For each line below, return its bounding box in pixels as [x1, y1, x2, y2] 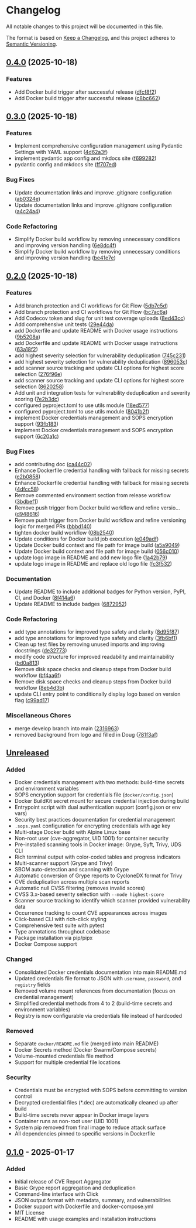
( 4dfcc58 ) [14, 485, 39, 492]
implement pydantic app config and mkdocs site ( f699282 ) [14, 155, 157, 162]
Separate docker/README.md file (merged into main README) [14, 1040, 159, 1047]
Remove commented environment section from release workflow [14, 491, 171, 498]
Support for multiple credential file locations [14, 1059, 121, 1066]
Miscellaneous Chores [6, 712, 71, 720]
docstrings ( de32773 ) [14, 647, 67, 654]
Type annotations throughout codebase [14, 928, 110, 935]
